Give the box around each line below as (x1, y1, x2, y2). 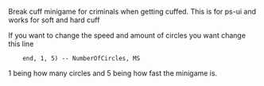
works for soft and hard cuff (8, 15, 100, 25)
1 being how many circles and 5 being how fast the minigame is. (8, 68, 217, 78)
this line (8, 39, 34, 49)
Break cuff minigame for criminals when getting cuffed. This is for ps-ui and (8, 7, 257, 16)
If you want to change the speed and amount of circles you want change (8, 31, 247, 40)
